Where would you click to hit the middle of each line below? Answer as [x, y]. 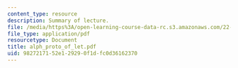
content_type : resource [42, 14]
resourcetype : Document [42, 40]
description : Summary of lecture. [58, 21]
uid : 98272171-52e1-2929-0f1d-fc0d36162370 [73, 54]
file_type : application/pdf [49, 34]
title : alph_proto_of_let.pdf [52, 47]
